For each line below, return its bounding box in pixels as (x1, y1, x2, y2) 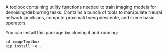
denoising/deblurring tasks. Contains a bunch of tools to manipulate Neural (5, 9, 162, 15)
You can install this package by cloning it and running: (5, 30, 118, 35)
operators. (5, 20, 27, 26)
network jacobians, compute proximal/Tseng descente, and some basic (5, 15, 155, 20)
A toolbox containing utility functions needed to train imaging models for (5, 4, 156, 10)
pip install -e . (5, 44, 42, 49)
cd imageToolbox (5, 39, 40, 44)
